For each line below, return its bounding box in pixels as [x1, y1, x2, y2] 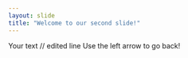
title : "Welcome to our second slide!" [8, 19, 141, 27]
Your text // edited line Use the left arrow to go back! [8, 41, 181, 50]
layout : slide [8, 11, 56, 20]
